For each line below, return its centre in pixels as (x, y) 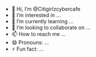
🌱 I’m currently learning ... (42, 21)
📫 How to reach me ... (38, 34)
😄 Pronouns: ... (30, 42)
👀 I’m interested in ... (36, 15)
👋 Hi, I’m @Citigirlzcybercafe (46, 9)
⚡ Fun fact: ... (27, 49)
